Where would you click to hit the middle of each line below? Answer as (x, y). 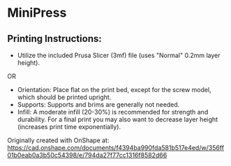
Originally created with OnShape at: (58, 140)
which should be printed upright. (64, 97)
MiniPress (37, 13)
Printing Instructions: (55, 39)
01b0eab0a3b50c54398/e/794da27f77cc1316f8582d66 (87, 155)
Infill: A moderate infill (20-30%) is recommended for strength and (113, 112)
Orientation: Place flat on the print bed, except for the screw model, (114, 90)
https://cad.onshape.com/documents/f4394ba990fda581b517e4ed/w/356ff (116, 148)
